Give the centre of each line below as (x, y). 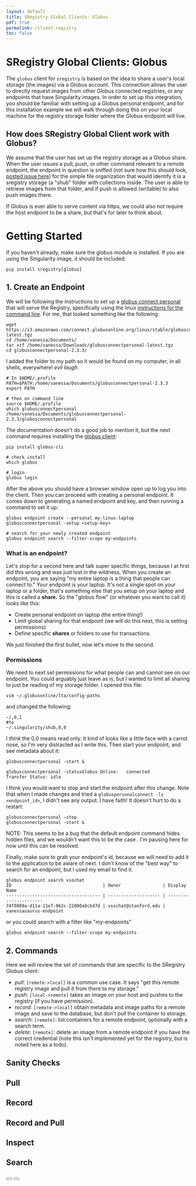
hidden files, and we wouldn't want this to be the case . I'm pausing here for (97, 840)
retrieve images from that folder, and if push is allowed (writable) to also (92, 189)
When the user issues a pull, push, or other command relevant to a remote (95, 163)
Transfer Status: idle (34, 777)
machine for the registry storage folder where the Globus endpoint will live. (96, 116)
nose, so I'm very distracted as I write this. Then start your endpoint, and (93, 745)
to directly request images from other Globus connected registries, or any (94, 91)
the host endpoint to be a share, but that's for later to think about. (85, 212)
